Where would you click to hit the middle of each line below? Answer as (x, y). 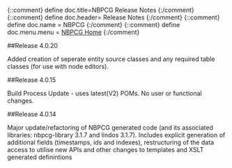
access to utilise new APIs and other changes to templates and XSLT (106, 150)
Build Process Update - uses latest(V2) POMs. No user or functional (105, 93)
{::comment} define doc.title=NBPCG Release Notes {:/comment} (101, 10)
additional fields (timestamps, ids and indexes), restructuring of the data (111, 142)
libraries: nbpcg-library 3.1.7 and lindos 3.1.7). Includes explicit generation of (116, 135)
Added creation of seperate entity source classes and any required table (111, 59)
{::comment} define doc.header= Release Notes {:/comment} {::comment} (114, 17)
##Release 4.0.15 (32, 80)
